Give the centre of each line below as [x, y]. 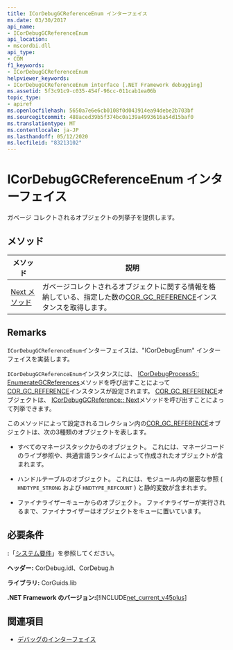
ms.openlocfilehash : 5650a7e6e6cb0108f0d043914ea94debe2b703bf [101, 111]
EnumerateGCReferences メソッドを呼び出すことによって [89, 382]
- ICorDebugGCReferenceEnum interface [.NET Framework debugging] [105, 85]
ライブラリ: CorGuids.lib [42, 583]
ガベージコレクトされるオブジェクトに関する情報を [126, 286]
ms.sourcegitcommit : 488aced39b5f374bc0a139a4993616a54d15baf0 [101, 117]
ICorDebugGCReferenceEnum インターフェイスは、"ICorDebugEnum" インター [114, 350]
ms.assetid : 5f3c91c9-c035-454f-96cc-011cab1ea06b [82, 91]
